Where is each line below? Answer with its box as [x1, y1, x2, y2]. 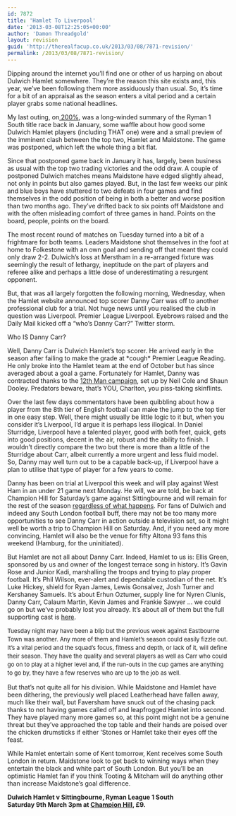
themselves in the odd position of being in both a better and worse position [7, 194, 225, 202]
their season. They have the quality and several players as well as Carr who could [7, 651, 228, 660]
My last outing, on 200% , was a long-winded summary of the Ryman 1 [7, 112, 211, 121]
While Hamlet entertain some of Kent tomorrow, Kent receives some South [7, 749, 223, 757]
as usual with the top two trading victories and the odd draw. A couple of [7, 164, 218, 172]
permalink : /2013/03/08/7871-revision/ [7, 50, 125, 57]
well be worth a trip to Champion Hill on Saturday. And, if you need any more [7, 524, 230, 532]
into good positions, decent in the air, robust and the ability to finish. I [7, 435, 209, 444]
